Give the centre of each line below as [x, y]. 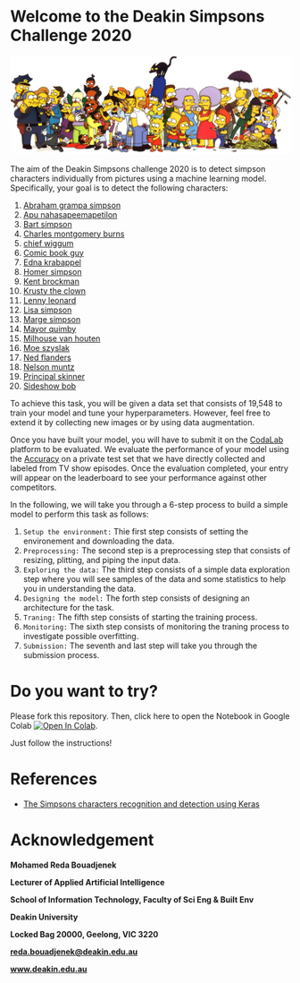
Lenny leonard [50, 300]
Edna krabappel [52, 262]
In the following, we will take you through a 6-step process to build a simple [149, 504]
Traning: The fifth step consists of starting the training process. [140, 617]
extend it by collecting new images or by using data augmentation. [133, 422]
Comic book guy [53, 252]
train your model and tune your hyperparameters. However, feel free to [140, 413]
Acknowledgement [82, 840]
